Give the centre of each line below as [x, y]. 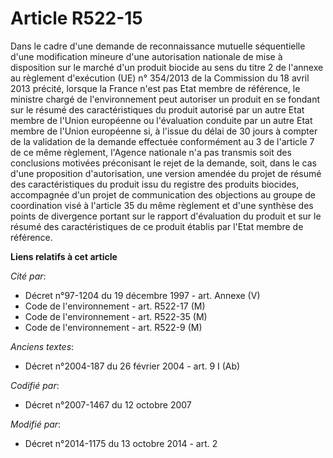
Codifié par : [35, 385]
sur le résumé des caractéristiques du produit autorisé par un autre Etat [157, 109]
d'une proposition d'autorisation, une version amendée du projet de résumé [166, 173]
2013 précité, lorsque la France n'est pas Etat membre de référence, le [155, 88]
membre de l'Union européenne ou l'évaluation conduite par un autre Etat [161, 120]
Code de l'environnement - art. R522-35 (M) [116, 316]
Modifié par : [36, 424]
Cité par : [28, 276]
